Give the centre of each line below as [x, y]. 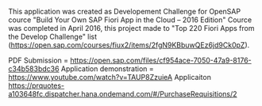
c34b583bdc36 [34, 69]
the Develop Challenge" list [53, 36]
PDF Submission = [39, 60]
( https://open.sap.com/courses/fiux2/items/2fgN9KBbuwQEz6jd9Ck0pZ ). [129, 45]
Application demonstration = [108, 69]
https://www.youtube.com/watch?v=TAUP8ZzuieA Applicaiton [110, 77]
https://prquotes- [37, 85]
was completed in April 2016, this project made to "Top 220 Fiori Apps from [131, 28]
